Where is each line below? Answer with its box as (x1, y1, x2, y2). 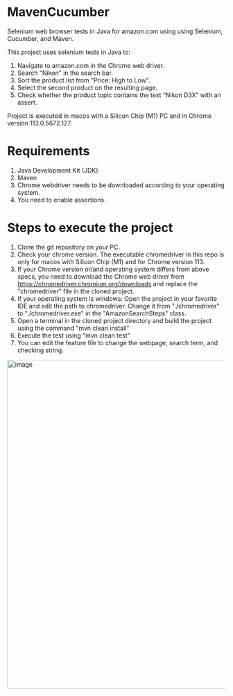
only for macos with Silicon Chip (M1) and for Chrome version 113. (17, 257, 205, 266)
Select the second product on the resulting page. (17, 83, 158, 92)
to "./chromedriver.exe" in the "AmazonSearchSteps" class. (17, 309, 187, 317)
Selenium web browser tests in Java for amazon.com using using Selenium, (7, 27, 223, 35)
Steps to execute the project (7, 220, 173, 236)
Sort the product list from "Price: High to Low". (17, 76, 150, 84)
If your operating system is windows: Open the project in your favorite (17, 294, 217, 302)
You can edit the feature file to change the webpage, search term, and (17, 338, 218, 347)
